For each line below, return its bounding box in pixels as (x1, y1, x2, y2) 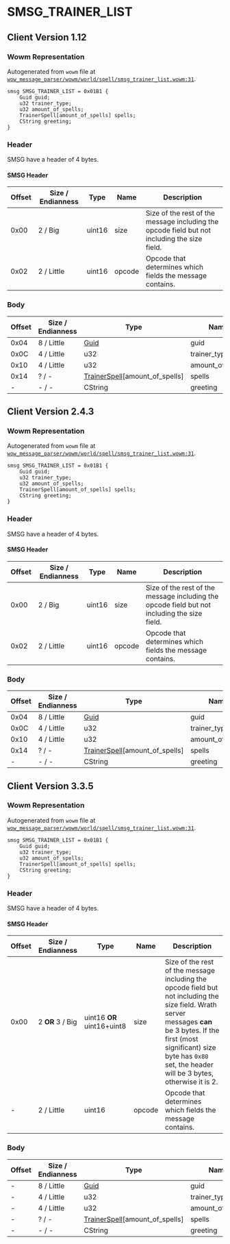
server (164, 1008, 186, 1018)
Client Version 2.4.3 (7, 406, 94, 418)
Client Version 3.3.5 (7, 780, 94, 792)
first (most (164, 1034, 199, 1044)
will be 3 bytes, (164, 1069, 214, 1078)
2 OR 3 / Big (38, 1017, 77, 1027)
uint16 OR (84, 1013, 118, 1023)
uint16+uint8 (84, 1021, 127, 1031)
